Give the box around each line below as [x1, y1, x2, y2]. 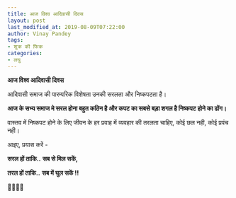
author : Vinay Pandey [7, 30, 72, 37]
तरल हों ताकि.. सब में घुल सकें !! [7, 168, 79, 177]
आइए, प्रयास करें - [7, 140, 48, 148]
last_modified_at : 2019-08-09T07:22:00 [7, 23, 125, 30]
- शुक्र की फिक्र [7, 43, 43, 50]
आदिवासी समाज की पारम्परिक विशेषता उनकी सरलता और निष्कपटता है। [7, 90, 167, 98]
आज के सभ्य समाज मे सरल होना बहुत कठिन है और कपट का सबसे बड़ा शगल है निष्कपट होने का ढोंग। [7, 104, 227, 112]
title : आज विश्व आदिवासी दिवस [7, 10, 84, 18]
